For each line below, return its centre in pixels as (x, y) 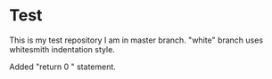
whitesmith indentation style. (62, 49)
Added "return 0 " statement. (62, 67)
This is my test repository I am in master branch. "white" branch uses (136, 40)
